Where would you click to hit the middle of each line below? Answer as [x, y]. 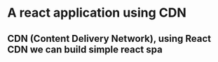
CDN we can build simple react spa [85, 49]
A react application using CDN [97, 13]
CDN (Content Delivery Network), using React [109, 39]
